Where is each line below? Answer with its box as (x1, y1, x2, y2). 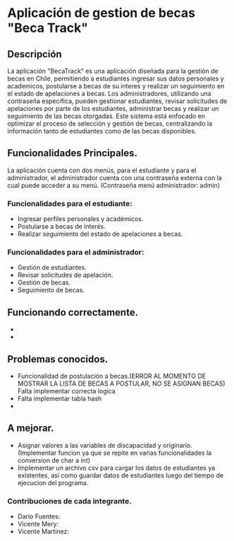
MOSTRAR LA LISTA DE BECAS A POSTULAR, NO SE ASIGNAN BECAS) (17, 379, 226, 388)
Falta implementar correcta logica (17, 387, 116, 396)
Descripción (7, 48, 62, 60)
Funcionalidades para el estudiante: (7, 198, 133, 208)
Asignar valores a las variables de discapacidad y (17, 441, 162, 449)
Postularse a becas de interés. (17, 222, 106, 231)
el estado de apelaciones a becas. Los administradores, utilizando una (7, 90, 211, 97)
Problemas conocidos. (7, 353, 109, 365)
